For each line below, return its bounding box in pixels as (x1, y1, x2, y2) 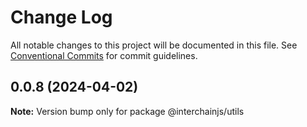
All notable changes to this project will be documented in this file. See (10, 39, 298, 51)
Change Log (10, 6, 113, 29)
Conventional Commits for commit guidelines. (10, 49, 198, 61)
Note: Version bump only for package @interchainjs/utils (10, 105, 245, 117)
